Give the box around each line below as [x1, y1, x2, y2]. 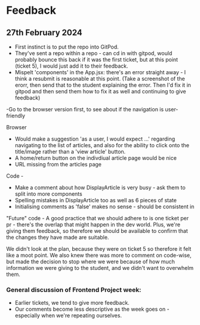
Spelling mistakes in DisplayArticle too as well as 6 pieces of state [14, 197, 177, 203]
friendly [6, 112, 26, 119]
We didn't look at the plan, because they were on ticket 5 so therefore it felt [6, 245, 192, 252]
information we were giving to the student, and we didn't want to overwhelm [6, 265, 194, 271]
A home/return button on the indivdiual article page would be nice [14, 154, 177, 162]
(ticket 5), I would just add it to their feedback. [14, 62, 128, 69]
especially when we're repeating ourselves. [14, 312, 122, 319]
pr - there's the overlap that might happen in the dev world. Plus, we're [6, 221, 181, 228]
